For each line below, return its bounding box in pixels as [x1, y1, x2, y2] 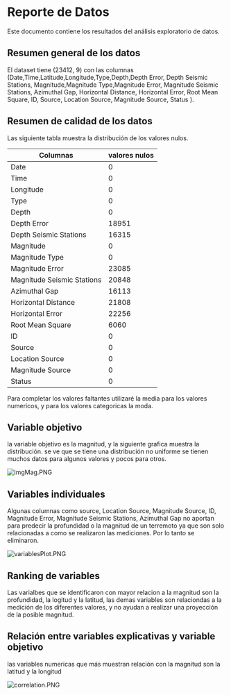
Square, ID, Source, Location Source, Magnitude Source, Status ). [7, 95, 194, 103]
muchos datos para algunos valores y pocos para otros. [7, 455, 166, 463]
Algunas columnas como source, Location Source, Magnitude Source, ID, [7, 507, 216, 515]
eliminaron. [7, 536, 40, 545]
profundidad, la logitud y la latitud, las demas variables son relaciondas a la [7, 596, 222, 604]
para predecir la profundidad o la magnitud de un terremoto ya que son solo [7, 521, 224, 530]
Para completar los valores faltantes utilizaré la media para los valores [7, 394, 207, 403]
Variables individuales [7, 488, 105, 500]
